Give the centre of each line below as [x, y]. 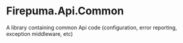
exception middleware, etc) [40, 33]
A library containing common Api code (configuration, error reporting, [92, 27]
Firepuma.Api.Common [65, 11]
